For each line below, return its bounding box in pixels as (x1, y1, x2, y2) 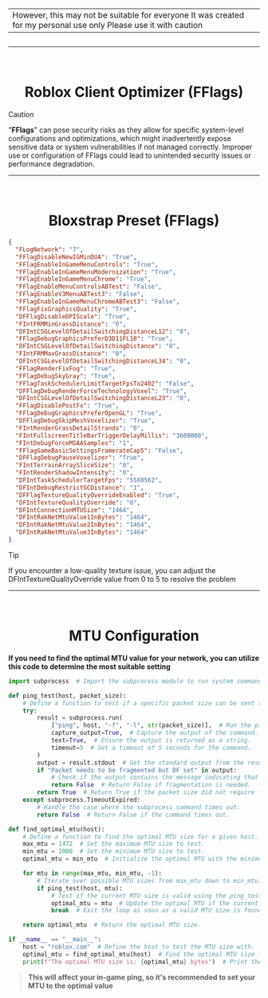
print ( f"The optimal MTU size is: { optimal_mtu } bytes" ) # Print (22, 957, 248, 966)
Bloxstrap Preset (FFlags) (48, 212, 220, 230)
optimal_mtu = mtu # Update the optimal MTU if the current (50, 899, 259, 908)
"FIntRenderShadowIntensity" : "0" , (15, 469, 134, 477)
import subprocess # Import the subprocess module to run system (8, 677, 234, 685)
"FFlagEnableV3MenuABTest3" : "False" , (15, 291, 145, 299)
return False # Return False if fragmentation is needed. (50, 781, 251, 789)
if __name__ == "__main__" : (8, 936, 102, 944)
